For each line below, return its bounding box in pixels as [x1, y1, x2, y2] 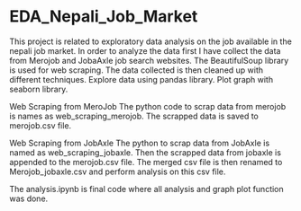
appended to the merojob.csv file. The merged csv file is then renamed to [9, 156, 283, 167]
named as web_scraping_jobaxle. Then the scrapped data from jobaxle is [9, 146, 282, 158]
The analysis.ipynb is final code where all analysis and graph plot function [9, 183, 284, 194]
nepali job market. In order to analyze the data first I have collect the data [9, 45, 281, 56]
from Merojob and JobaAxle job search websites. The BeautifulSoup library [9, 55, 289, 66]
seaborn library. [9, 84, 68, 94]
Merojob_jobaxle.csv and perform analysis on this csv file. [9, 166, 226, 177]
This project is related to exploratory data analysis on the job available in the [9, 36, 293, 47]
